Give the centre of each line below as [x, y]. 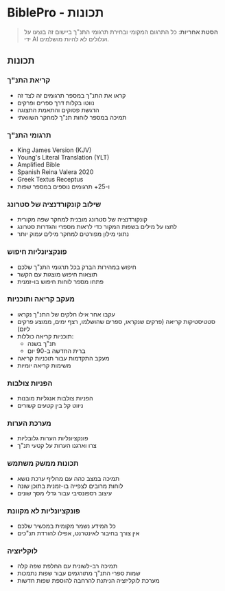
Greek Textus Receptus [50, 179]
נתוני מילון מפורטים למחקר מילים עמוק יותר [73, 234]
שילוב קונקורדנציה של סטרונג [54, 204]
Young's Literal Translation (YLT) [63, 157]
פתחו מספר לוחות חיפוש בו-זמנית [60, 281]
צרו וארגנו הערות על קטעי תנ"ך [57, 446]
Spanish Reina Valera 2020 [55, 172]
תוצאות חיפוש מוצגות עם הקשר [57, 274]
